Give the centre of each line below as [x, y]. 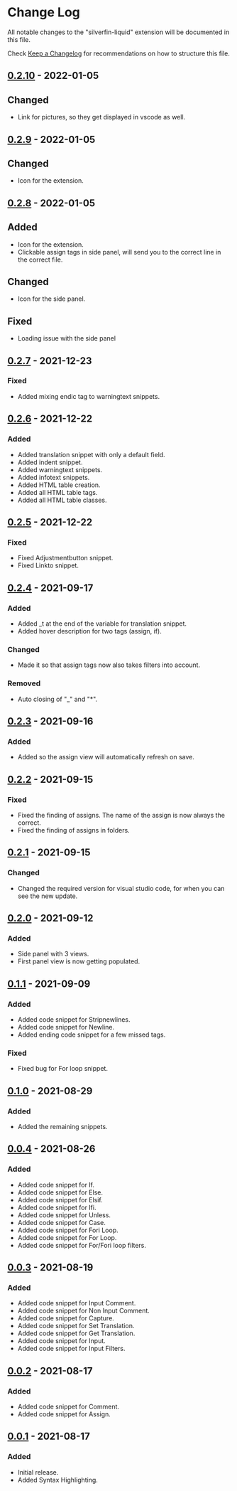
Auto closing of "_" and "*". [57, 699]
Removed [24, 683]
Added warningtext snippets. [60, 469]
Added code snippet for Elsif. [60, 1199]
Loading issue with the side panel [66, 338]
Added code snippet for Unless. [64, 1215]
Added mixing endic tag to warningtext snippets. [89, 396]
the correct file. [40, 260]
